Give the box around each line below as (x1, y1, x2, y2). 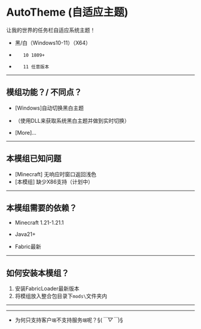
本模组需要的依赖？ (6, 203, 77, 213)
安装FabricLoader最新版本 (14, 285, 80, 292)
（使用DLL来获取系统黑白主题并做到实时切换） (14, 117, 130, 124)
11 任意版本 (23, 64, 50, 70)
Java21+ (14, 231, 36, 238)
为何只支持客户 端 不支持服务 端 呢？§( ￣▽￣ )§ (14, 316, 123, 324)
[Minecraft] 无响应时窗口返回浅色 (14, 170, 97, 177)
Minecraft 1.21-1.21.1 (14, 219, 64, 227)
